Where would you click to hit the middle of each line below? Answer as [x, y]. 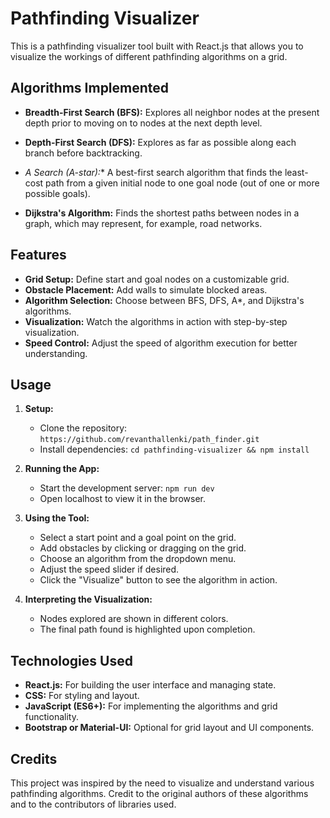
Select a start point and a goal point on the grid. [138, 538]
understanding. [56, 353]
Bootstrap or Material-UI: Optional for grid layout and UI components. [169, 728]
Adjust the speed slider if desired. [109, 569]
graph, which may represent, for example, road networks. [143, 223]
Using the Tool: [57, 518]
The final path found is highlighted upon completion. [147, 629]
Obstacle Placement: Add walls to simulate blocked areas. [146, 289]
